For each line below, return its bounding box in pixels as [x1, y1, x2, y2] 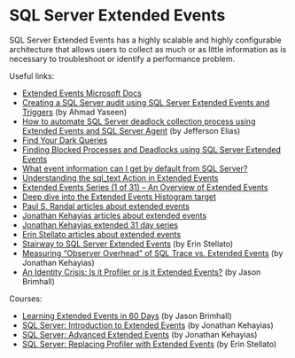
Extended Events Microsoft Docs [21, 88, 142, 98]
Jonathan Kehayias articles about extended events [21, 210, 207, 221]
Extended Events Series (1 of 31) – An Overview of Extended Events [21, 182, 268, 192]
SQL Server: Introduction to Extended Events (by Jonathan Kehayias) [21, 320, 275, 331]
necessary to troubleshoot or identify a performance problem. [9, 53, 236, 64]
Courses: [9, 293, 43, 304]
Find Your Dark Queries [21, 135, 108, 145]
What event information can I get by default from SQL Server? [21, 163, 248, 174]
